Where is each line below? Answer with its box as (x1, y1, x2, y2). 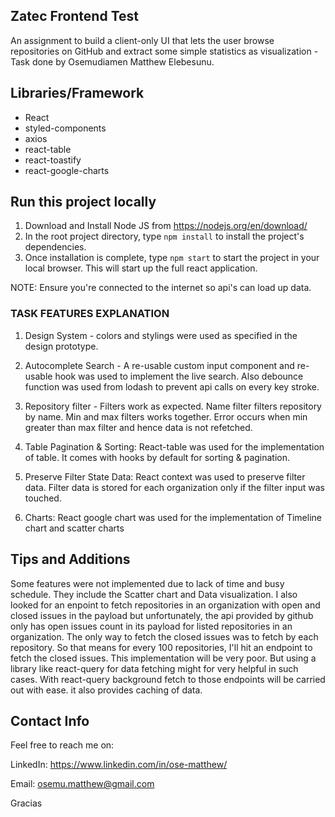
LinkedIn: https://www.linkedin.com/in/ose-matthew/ (10, 759, 228, 771)
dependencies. (24, 241, 87, 253)
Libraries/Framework (10, 85, 145, 102)
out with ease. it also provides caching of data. (10, 684, 203, 696)
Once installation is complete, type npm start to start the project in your (24, 252, 320, 264)
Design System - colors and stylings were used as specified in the (24, 329, 298, 341)
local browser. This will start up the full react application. (24, 262, 258, 274)
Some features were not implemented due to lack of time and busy (10, 577, 285, 589)
